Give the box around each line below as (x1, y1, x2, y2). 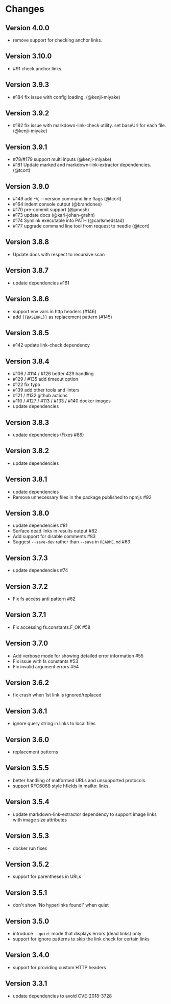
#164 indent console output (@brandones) (12, 201, 102, 208)
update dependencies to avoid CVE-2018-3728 (12, 993, 112, 999)
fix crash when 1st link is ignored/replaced (12, 692, 102, 698)
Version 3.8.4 (5, 357, 50, 365)
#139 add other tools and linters (12, 387, 80, 393)
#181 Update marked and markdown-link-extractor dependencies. (12, 162, 152, 168)
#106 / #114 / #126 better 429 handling (12, 371, 94, 377)
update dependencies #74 (12, 567, 68, 573)
